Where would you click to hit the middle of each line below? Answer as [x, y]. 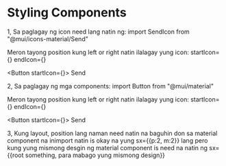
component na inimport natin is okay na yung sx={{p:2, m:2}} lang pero [108, 140]
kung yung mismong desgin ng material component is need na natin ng [107, 147]
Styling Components [67, 13]
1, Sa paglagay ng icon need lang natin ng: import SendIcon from [98, 32]
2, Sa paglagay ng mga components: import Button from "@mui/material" [111, 86]
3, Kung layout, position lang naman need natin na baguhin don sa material [112, 133]
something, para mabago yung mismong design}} [95, 155]
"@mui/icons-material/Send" [48, 38]
